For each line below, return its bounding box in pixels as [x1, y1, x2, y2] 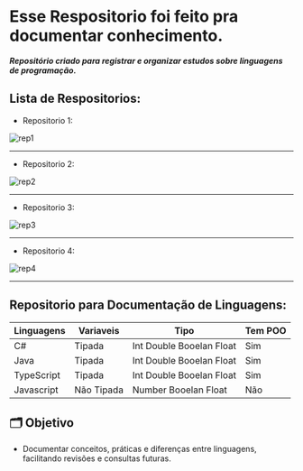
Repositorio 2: [22, 158, 75, 169]
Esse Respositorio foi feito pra [9, 6, 239, 27]
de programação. [9, 65, 77, 76]
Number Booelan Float [132, 383, 227, 396]
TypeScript [14, 368, 60, 381]
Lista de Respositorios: [9, 91, 142, 106]
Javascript [14, 383, 59, 396]
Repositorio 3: [22, 201, 75, 213]
